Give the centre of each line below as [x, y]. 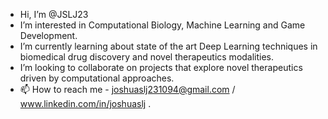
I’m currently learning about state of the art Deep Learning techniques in [168, 46]
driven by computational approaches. [97, 78]
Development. [48, 35]
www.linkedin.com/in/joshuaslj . [85, 103]
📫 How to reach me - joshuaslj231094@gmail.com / [127, 89]
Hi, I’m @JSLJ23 [54, 14]
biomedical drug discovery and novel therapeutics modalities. [147, 57]
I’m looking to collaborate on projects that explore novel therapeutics [161, 67]
